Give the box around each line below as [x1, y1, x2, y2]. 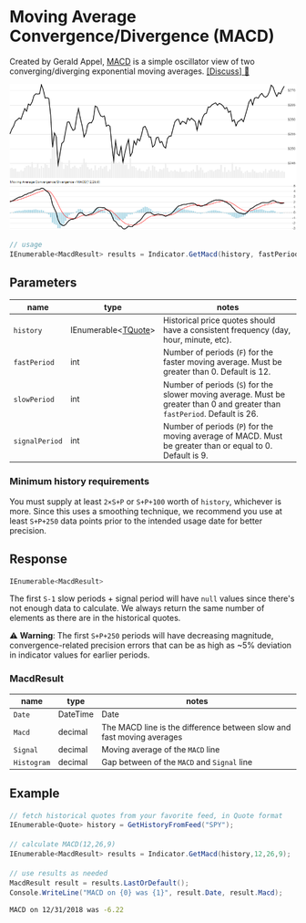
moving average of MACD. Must [163, 430, 283, 441]
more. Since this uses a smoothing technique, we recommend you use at [9, 505, 282, 516]
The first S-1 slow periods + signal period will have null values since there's [9, 593, 295, 604]
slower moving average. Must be [163, 389, 285, 399]
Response [9, 552, 68, 567]
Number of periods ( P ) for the [163, 420, 274, 431]
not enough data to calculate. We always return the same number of [9, 603, 265, 614]
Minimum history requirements [9, 475, 150, 488]
